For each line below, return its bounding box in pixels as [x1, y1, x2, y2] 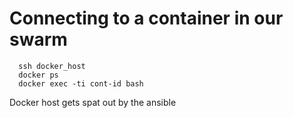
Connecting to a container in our [9, 7, 284, 30]
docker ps [18, 70, 59, 80]
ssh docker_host [18, 61, 86, 71]
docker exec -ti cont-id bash [18, 78, 144, 89]
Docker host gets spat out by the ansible [9, 96, 177, 108]
